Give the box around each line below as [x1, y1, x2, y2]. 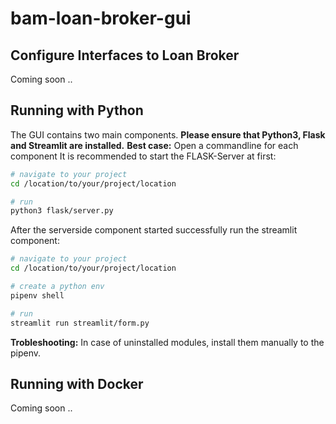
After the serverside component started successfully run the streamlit [10, 224, 298, 236]
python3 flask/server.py [10, 206, 114, 216]
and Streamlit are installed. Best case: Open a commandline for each [10, 139, 299, 151]
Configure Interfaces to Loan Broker [10, 47, 240, 64]
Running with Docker [10, 375, 144, 392]
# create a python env [10, 282, 105, 292]
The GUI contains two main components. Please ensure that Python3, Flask [10, 128, 326, 141]
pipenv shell [10, 290, 65, 301]
